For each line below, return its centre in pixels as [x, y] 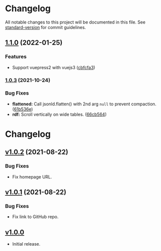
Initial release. [26, 244]
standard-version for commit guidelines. [46, 27]
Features [16, 57]
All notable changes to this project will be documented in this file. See [75, 22]
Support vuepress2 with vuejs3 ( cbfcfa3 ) [54, 67]
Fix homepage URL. [32, 176]
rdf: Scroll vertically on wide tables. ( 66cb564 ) [59, 114]
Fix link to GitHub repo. [35, 217]
